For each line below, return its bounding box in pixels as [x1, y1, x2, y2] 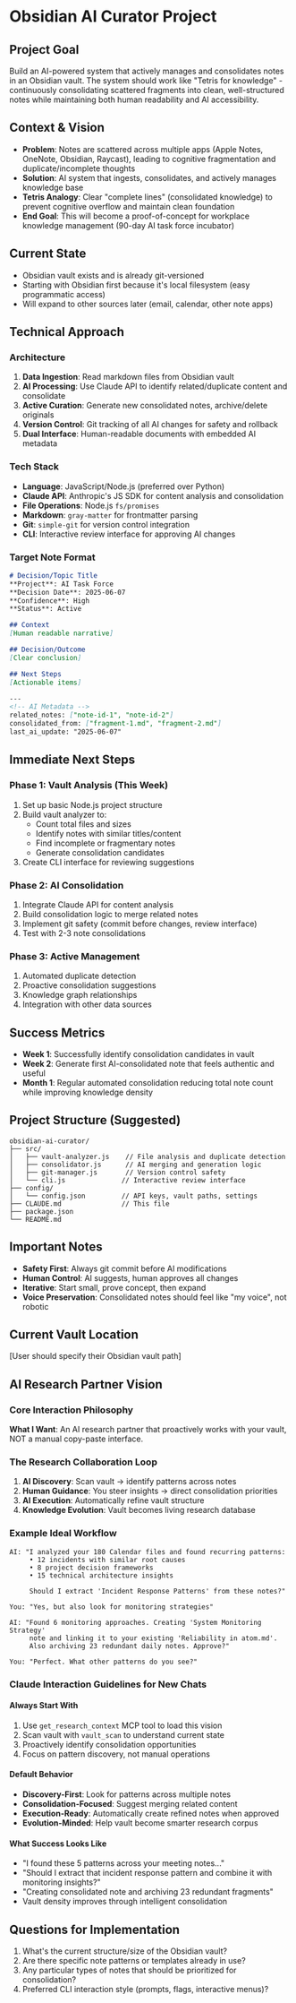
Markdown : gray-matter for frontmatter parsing [21, 509, 199, 520]
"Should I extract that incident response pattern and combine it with [21, 1868, 273, 1878]
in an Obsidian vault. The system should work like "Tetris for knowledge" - [9, 75, 283, 86]
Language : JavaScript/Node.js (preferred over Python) [21, 481, 225, 492]
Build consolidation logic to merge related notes [21, 908, 199, 919]
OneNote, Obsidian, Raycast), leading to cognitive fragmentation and [21, 153, 276, 164]
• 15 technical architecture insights [29, 1570, 174, 1580]
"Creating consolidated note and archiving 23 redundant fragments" [21, 1887, 275, 1897]
